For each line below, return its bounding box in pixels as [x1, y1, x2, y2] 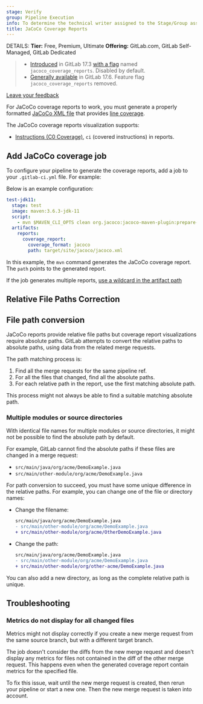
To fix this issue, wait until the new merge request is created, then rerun [6, 679, 185, 686]
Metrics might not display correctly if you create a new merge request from [6, 630, 193, 637]
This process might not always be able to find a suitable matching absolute [6, 392, 193, 399]
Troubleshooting [6, 598, 71, 608]
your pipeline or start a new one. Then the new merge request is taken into [6, 686, 192, 693]
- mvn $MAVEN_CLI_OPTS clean [17, 219, 91, 225]
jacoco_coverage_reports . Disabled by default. [30, 67, 146, 75]
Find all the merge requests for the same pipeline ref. [14, 367, 147, 374]
